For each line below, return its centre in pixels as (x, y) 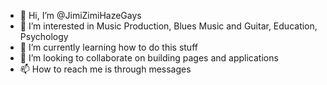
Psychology (44, 36)
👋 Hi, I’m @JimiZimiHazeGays (80, 15)
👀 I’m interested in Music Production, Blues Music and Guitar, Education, (168, 26)
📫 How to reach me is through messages (105, 69)
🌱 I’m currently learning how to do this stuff (108, 47)
